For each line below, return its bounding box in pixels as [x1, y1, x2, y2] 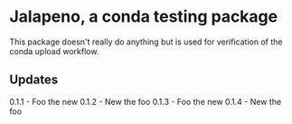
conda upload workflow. [9, 45, 99, 56]
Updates [9, 72, 59, 88]
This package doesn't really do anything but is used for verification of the [9, 36, 283, 47]
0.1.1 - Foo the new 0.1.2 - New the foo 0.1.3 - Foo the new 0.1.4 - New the [9, 96, 282, 107]
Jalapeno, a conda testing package [9, 6, 278, 27]
